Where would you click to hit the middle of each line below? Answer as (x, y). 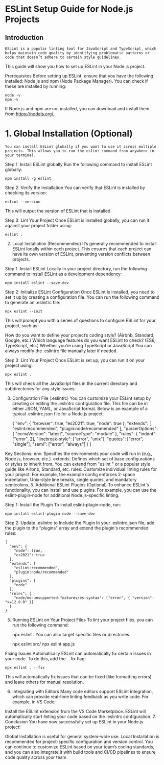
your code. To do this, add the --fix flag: (46, 658)
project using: (19, 365)
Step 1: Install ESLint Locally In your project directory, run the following (76, 268)
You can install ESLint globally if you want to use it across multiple (81, 146)
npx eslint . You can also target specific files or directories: (71, 634)
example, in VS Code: (34, 702)
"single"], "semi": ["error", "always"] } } (52, 444)
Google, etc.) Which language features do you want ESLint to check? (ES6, (80, 340)
